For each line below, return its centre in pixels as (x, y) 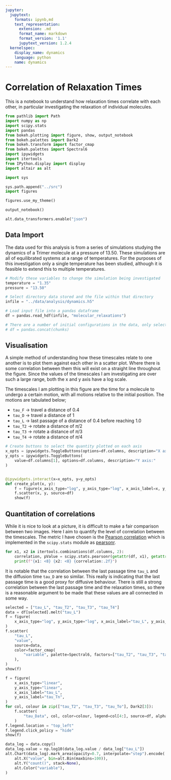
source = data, (28, 645)
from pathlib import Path (33, 116)
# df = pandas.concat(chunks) (37, 329)
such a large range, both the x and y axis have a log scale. (66, 379)
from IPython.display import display (45, 164)
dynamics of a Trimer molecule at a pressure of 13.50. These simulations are (85, 252)
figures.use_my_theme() (31, 201)
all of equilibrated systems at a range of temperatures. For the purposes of (83, 258)
